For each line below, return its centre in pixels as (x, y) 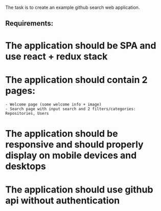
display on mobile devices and (71, 155)
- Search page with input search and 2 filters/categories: (71, 109)
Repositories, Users (27, 113)
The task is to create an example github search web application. (73, 7)
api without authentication (63, 201)
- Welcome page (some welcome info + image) (53, 104)
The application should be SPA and (81, 45)
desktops (26, 166)
